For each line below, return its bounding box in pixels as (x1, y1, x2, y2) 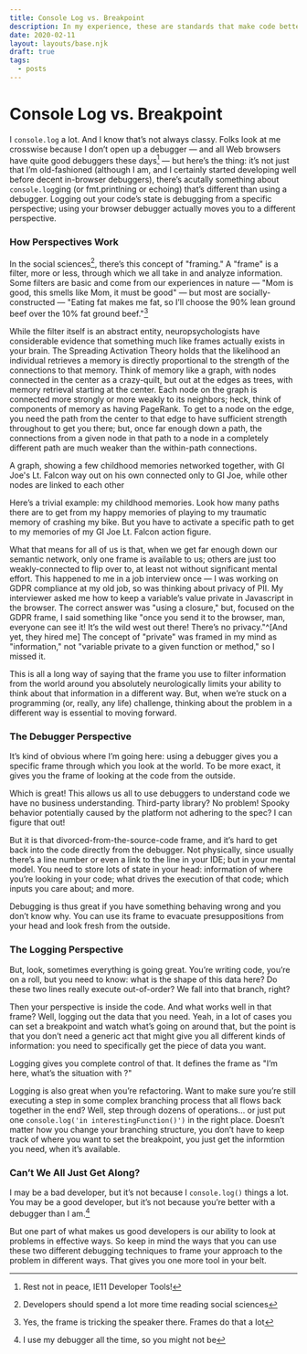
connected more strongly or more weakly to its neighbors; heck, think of (9, 394, 281, 405)
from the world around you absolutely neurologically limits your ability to (9, 678, 281, 690)
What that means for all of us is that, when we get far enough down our (9, 545, 278, 555)
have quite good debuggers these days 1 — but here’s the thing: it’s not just (9, 153, 290, 165)
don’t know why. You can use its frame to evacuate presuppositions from (9, 911, 285, 922)
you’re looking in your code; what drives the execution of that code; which (9, 873, 290, 884)
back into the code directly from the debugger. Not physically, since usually (9, 844, 294, 855)
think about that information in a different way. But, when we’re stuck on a (9, 688, 288, 699)
